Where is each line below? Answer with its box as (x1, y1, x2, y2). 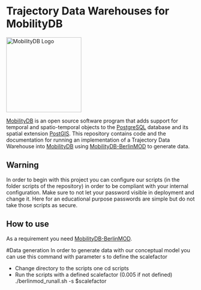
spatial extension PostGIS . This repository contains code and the (6, 130, 166, 137)
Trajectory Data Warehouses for (6, 4, 170, 18)
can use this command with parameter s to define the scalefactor (6, 253, 168, 260)
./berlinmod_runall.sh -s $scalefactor (14, 277, 107, 285)
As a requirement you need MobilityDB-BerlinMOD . (6, 235, 132, 242)
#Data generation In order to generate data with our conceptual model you (6, 246, 190, 253)
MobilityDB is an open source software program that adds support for (6, 117, 178, 124)
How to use (6, 219, 49, 229)
